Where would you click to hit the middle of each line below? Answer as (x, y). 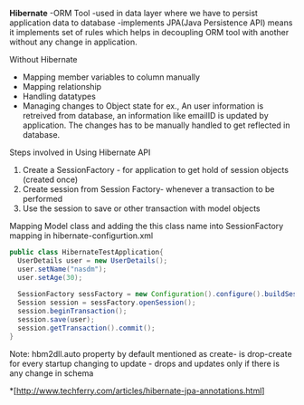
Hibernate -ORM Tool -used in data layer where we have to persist (133, 13)
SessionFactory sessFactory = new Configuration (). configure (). (141, 294)
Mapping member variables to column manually (111, 77)
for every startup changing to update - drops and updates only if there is (145, 363)
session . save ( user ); (56, 320)
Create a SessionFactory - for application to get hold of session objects (156, 170)
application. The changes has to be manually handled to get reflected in (156, 125)
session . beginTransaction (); (72, 312)
